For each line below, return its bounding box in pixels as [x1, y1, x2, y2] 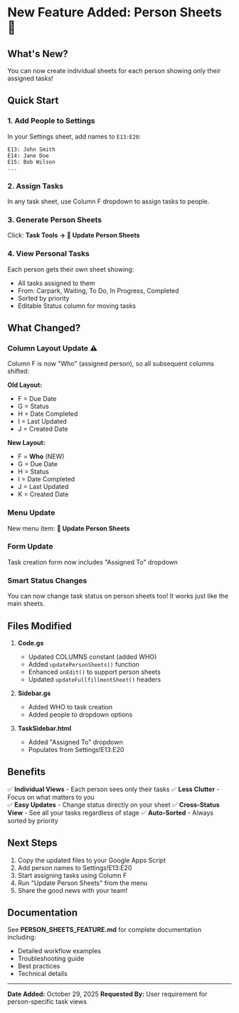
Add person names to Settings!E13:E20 [17, 863, 132, 872]
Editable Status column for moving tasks [17, 301, 137, 310]
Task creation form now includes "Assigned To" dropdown [7, 557, 179, 566]
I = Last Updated [17, 417, 67, 426]
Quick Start [7, 95, 59, 107]
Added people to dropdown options [28, 710, 133, 719]
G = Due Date [17, 460, 58, 468]
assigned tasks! [7, 74, 53, 82]
